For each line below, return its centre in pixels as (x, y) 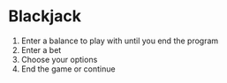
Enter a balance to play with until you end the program (120, 41)
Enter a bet (41, 49)
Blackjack (45, 16)
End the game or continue (68, 69)
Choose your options (59, 59)
